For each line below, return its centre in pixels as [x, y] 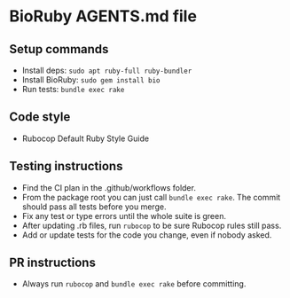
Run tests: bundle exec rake [73, 89]
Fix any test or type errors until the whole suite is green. [124, 216]
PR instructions [52, 263]
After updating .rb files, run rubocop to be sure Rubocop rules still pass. [152, 225]
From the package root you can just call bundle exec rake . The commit [151, 197]
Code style [40, 117]
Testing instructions [66, 166]
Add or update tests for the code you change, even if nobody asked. [147, 235]
